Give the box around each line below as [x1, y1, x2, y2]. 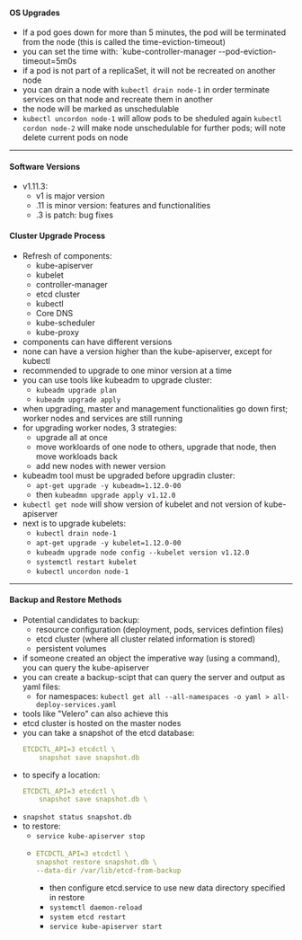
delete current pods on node [22, 132, 129, 143]
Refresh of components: [22, 250, 112, 261]
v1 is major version [35, 191, 105, 201]
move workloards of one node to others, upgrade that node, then [35, 441, 277, 452]
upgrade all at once [35, 431, 108, 442]
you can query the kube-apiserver [22, 661, 150, 673]
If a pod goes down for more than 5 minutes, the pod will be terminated [22, 27, 287, 38]
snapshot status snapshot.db [22, 813, 132, 822]
